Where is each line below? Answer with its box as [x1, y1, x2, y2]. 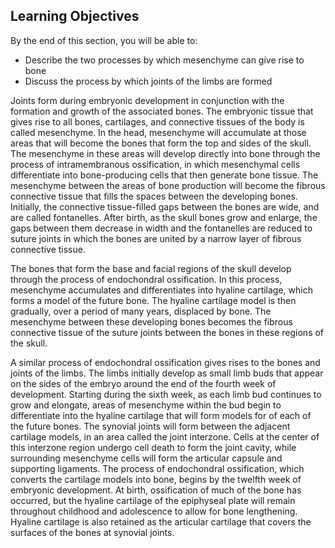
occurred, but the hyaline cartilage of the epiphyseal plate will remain [10, 494, 296, 506]
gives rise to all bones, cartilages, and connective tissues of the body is [10, 115, 305, 128]
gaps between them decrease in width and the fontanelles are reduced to [10, 222, 313, 234]
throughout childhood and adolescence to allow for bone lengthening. [10, 505, 298, 517]
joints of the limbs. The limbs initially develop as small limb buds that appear [10, 367, 324, 379]
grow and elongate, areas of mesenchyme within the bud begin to [10, 399, 282, 411]
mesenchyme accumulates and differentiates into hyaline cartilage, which [10, 284, 313, 296]
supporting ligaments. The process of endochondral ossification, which [10, 462, 305, 474]
